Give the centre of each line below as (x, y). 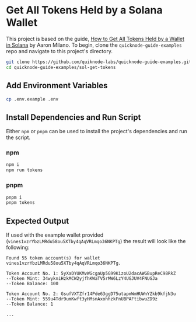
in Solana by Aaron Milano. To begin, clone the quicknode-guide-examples (94, 45)
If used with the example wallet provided (55, 235)
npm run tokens (24, 170)
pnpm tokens (20, 203)
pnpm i (14, 197)
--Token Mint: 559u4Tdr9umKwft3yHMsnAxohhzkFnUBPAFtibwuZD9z (82, 299)
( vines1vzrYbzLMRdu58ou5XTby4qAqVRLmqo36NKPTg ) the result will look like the (96, 241)
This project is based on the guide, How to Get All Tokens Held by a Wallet (95, 39)
